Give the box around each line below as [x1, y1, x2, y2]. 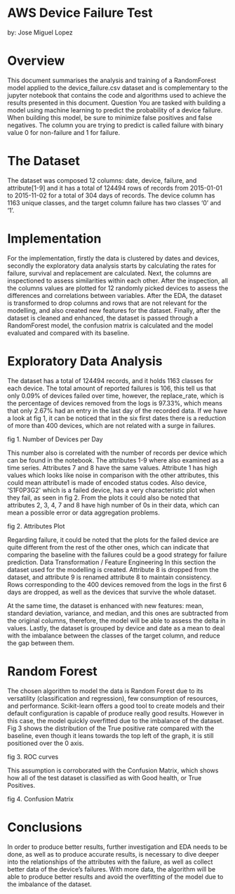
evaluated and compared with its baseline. [7, 328, 130, 337]
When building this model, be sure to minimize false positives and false [7, 113, 213, 122]
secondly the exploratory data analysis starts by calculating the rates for [7, 261, 216, 270]
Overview [7, 53, 65, 69]
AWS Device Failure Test [7, 5, 153, 21]
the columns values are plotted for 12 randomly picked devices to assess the [7, 283, 229, 292]
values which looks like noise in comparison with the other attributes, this [7, 471, 220, 479]
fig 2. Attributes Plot [7, 521, 65, 530]
